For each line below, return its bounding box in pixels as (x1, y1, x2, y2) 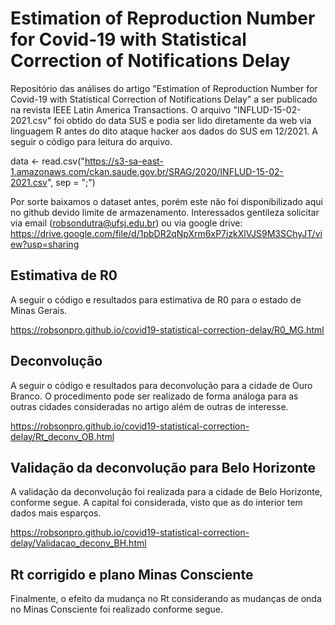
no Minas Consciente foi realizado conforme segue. (10, 603, 224, 616)
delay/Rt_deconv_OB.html (10, 430, 115, 442)
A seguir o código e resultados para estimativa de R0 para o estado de (10, 293, 302, 306)
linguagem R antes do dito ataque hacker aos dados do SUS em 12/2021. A (10, 125, 318, 137)
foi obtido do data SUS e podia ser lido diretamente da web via (53, 114, 312, 126)
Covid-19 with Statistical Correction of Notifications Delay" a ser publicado (10, 93, 318, 105)
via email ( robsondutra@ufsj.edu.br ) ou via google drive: (10, 217, 243, 229)
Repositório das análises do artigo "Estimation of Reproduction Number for (10, 82, 318, 94)
